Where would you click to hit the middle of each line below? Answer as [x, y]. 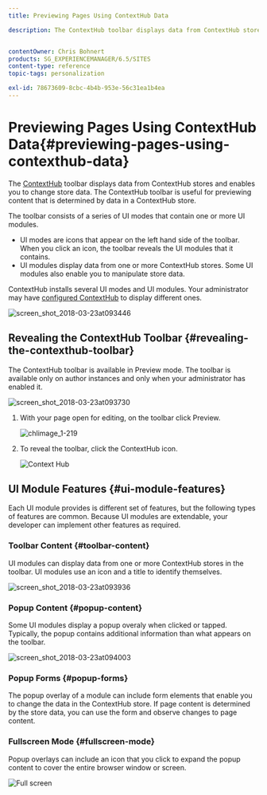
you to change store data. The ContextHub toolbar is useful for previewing [130, 191]
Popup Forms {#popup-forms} [68, 678]
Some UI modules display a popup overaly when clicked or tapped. [118, 625]
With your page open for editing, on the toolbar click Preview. [120, 417]
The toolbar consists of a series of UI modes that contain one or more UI [127, 215]
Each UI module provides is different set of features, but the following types [132, 508]
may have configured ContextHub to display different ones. [105, 297]
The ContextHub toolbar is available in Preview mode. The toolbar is [120, 370]
